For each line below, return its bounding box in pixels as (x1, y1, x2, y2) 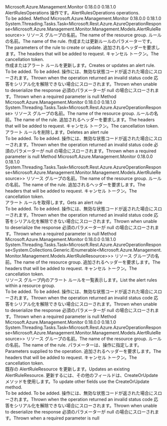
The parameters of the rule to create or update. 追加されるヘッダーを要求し (5, 44, 161, 50)
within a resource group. (5, 282, 56, 288)
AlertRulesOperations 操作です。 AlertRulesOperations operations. (5, 10, 140, 15)
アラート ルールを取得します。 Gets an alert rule (5, 199, 103, 205)
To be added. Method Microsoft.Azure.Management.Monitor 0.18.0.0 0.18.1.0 (5, 15, 162, 21)
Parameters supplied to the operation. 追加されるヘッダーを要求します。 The (5, 348, 162, 354)
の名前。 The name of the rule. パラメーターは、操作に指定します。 (5, 342, 142, 348)
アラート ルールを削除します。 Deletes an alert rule (5, 129, 109, 135)
